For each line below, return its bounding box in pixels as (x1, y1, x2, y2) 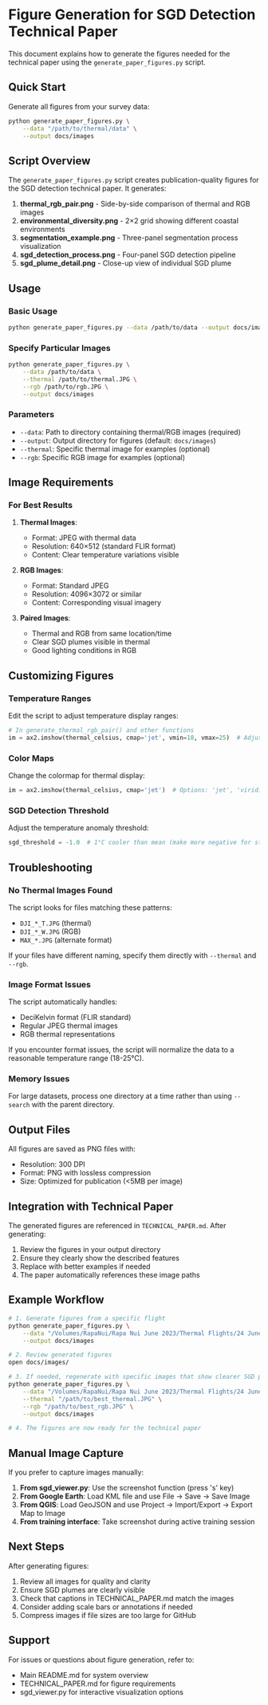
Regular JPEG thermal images (19, 1021, 118, 1030)
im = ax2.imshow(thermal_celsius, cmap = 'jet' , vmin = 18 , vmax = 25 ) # (8, 734, 241, 742)
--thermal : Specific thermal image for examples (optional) (19, 444, 211, 454)
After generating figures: (8, 1561, 89, 1570)
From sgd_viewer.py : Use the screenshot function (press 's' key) (19, 1483, 235, 1493)
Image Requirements (8, 476, 114, 490)
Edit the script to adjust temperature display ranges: (8, 711, 179, 721)
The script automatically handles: (8, 997, 118, 1006)
